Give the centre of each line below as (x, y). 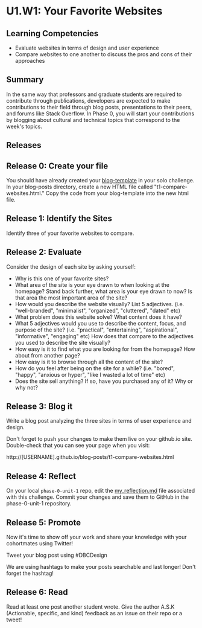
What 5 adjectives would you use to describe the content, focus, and (100, 323)
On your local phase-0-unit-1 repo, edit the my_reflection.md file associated (101, 491)
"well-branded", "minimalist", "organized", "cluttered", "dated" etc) (98, 310)
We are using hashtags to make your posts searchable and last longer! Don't (101, 567)
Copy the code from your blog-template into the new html (117, 193)
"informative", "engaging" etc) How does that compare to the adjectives (104, 336)
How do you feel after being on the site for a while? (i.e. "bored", (95, 368)
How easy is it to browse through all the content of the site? (89, 362)
